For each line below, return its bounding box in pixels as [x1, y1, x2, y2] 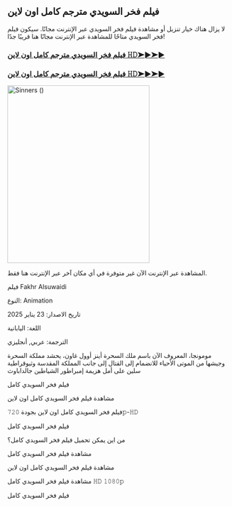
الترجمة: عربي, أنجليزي [7, 337, 69, 347]
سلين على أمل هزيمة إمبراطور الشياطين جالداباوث [7, 366, 141, 375]
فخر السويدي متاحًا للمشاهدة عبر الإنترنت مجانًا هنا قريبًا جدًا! [7, 32, 165, 40]
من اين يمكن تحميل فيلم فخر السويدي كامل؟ [7, 436, 126, 445]
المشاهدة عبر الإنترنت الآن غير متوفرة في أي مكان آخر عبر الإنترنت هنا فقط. [7, 269, 207, 278]
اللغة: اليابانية [7, 324, 41, 332]
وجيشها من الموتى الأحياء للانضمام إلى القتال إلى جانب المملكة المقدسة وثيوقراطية [7, 359, 226, 368]
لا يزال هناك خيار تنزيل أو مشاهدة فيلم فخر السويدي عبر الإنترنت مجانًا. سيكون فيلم [7, 24, 226, 33]
